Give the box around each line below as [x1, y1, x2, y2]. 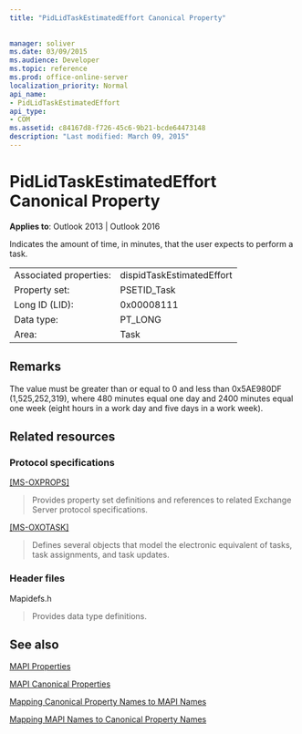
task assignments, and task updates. [31, 549, 171, 561]
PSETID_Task [120, 284, 176, 296]
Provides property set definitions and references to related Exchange [31, 494, 292, 506]
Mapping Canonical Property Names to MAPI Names [9, 697, 207, 708]
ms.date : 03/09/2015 [9, 47, 89, 57]
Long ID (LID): [14, 298, 75, 311]
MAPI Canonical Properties [9, 678, 111, 689]
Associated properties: [14, 268, 111, 281]
